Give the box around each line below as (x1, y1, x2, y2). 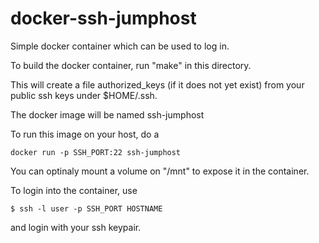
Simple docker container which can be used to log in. (10, 40, 230, 52)
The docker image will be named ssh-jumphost (10, 108, 205, 121)
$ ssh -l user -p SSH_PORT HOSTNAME (10, 203, 163, 214)
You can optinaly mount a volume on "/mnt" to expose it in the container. (10, 165, 310, 177)
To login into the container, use (10, 184, 138, 196)
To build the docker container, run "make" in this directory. (10, 59, 252, 71)
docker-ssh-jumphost (10, 7, 197, 30)
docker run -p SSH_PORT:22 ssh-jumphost (10, 147, 182, 157)
